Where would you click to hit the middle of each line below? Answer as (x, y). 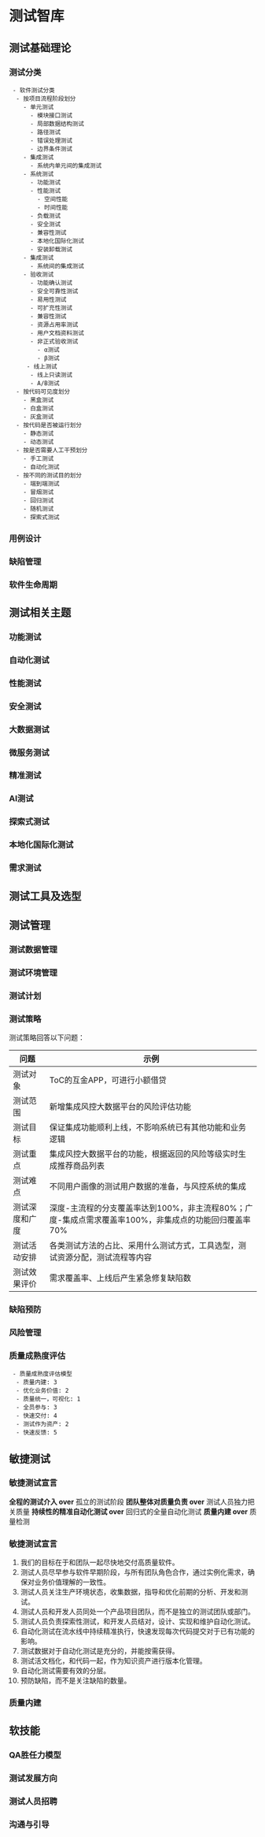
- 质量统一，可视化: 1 (48, 1399)
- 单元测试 (39, 107)
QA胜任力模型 (35, 1755)
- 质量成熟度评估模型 (42, 1374)
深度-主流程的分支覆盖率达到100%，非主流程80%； (147, 1208)
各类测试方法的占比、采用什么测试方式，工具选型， (144, 1245)
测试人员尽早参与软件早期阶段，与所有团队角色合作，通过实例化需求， (134, 1572)
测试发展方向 (33, 1779)
